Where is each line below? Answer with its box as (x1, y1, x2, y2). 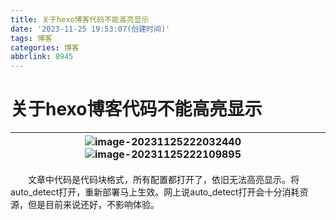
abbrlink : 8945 (10, 52, 74, 62)
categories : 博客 (10, 42, 80, 53)
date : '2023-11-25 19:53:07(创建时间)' (10, 24, 171, 34)
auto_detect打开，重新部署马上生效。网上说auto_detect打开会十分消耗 (10, 186, 300, 198)
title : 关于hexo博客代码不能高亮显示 (10, 14, 150, 25)
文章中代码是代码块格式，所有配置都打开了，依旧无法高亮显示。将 (27, 174, 300, 186)
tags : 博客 (10, 33, 53, 43)
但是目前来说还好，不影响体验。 (27, 199, 160, 211)
